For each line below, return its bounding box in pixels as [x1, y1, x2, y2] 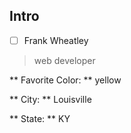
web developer [33, 54, 96, 66]
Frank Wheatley [23, 34, 89, 46]
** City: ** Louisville [9, 93, 92, 105]
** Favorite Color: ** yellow [9, 74, 122, 86]
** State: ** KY [9, 112, 71, 124]
